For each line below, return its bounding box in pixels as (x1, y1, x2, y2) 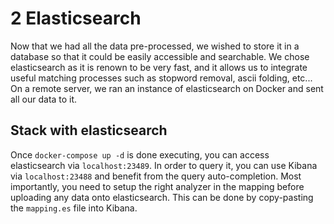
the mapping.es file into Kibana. (10, 202, 138, 214)
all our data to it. (10, 93, 78, 105)
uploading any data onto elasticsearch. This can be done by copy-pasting (10, 191, 314, 203)
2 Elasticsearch (10, 7, 142, 30)
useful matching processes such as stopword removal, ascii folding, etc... (10, 72, 313, 84)
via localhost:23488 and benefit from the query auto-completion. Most (10, 170, 302, 182)
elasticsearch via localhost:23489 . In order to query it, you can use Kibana (10, 159, 318, 171)
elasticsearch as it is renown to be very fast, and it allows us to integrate (10, 61, 308, 73)
